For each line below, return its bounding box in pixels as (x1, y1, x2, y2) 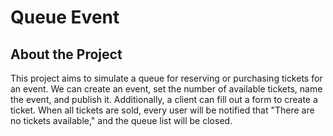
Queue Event (10, 6, 120, 29)
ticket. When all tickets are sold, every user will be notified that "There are (10, 104, 315, 116)
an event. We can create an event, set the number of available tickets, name (10, 83, 323, 95)
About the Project (10, 46, 123, 63)
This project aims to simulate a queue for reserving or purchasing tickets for (10, 72, 323, 84)
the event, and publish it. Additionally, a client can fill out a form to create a (10, 94, 318, 105)
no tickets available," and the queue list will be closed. (10, 115, 233, 126)
